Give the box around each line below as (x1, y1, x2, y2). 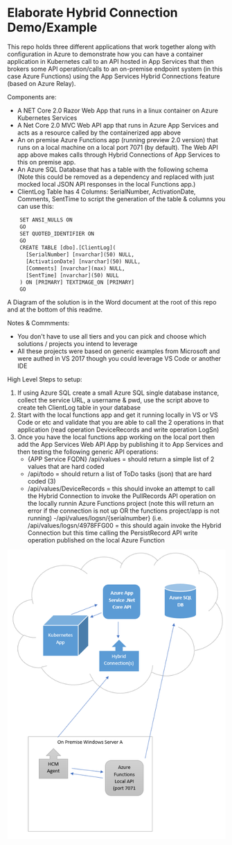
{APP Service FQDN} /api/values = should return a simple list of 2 (27, 454, 215, 463)
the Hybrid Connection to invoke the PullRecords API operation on (27, 491, 216, 500)
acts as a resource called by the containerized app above (17, 128, 181, 137)
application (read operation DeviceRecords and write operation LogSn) (17, 425, 220, 434)
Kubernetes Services (17, 113, 78, 122)
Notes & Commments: (7, 318, 70, 327)
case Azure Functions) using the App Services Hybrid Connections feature (7, 71, 220, 80)
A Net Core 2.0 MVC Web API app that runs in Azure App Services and (17, 121, 219, 129)
